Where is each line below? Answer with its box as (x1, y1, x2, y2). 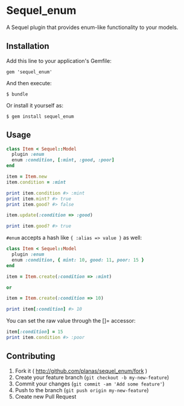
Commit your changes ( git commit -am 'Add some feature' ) (14, 380, 165, 387)
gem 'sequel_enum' (6, 69, 52, 75)
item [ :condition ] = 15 (6, 329, 63, 335)
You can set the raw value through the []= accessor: (6, 317, 136, 324)
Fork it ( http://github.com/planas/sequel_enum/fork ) (14, 367, 148, 375)
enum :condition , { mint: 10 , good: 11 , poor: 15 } (11, 257, 145, 263)
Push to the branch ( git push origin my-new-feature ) (14, 386, 149, 393)
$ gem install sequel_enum (6, 113, 74, 120)
